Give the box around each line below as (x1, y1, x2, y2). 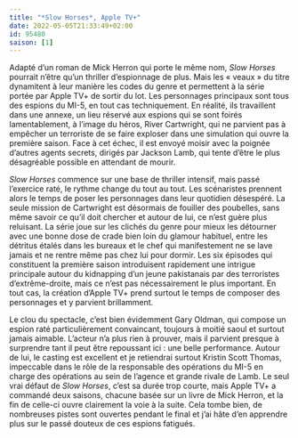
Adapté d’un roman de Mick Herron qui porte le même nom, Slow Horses (9, 62, 276, 73)
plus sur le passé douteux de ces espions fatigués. (9, 418, 196, 429)
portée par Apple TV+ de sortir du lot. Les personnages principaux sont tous (9, 91, 289, 101)
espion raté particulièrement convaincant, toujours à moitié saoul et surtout (9, 324, 285, 335)
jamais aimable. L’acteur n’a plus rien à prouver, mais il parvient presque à (9, 333, 280, 344)
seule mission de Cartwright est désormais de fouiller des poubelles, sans (9, 202, 280, 214)
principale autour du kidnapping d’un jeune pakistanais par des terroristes (9, 269, 280, 280)
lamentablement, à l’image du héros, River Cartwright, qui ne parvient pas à (9, 119, 286, 130)
